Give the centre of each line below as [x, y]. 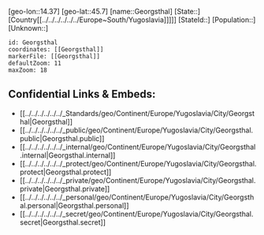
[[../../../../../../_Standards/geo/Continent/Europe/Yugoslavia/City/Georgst [137, 113]
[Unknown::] [28, 28]
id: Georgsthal [33, 43]
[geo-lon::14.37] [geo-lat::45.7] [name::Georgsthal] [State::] [104, 11]
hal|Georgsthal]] [46, 121]
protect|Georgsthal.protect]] [65, 172]
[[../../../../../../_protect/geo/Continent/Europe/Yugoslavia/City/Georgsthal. [138, 163]
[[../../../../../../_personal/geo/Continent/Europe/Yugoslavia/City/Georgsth [137, 197]
